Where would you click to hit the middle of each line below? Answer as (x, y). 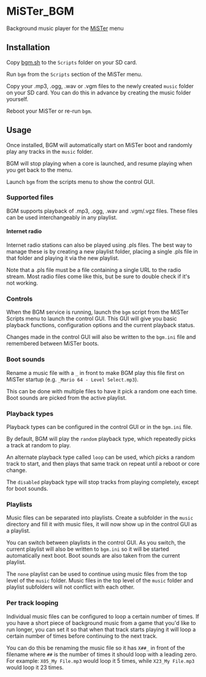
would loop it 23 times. (35, 667)
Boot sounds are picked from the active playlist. (67, 398)
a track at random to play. (39, 445)
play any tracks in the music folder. (50, 151)
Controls (20, 298)
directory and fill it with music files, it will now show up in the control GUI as (102, 524)
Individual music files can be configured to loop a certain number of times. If (103, 616)
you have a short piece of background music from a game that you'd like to (101, 622)
